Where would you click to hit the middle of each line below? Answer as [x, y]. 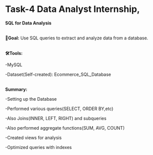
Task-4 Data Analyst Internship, [73, 9]
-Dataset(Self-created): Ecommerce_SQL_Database [58, 74]
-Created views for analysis [33, 138]
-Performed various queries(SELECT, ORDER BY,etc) [59, 109]
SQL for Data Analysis [28, 23]
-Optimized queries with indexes [39, 147]
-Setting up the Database [31, 99]
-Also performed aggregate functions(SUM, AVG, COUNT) [65, 128]
